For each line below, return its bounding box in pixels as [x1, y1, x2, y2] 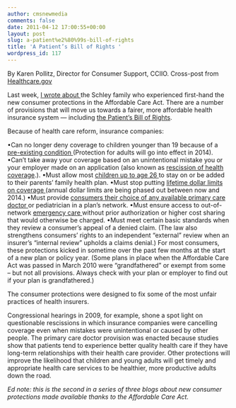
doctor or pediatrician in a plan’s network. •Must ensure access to [7, 200, 200, 209]
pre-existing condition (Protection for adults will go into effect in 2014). [7, 148, 213, 157]
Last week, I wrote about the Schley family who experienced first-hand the [7, 90, 225, 99]
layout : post [7, 30, 46, 38]
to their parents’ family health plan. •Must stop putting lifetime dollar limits [7, 178, 223, 186]
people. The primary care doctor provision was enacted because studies [7, 334, 219, 342]
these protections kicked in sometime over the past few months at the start [7, 246, 226, 254]
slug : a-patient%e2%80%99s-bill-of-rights [7, 37, 134, 44]
